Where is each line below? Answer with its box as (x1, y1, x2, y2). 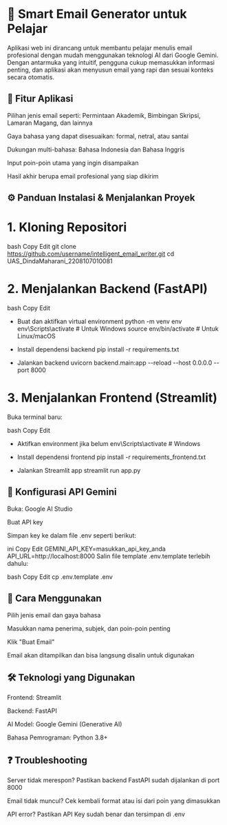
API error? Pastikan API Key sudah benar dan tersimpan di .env (7, 810, 186, 819)
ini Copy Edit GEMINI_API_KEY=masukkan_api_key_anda (7, 544, 166, 553)
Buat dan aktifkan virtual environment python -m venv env (17, 317, 182, 326)
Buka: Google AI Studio (7, 505, 73, 513)
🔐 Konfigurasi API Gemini (7, 486, 117, 498)
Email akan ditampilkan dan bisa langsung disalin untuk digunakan (7, 651, 195, 659)
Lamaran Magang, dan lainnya (7, 119, 93, 127)
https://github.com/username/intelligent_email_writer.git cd (7, 249, 175, 258)
